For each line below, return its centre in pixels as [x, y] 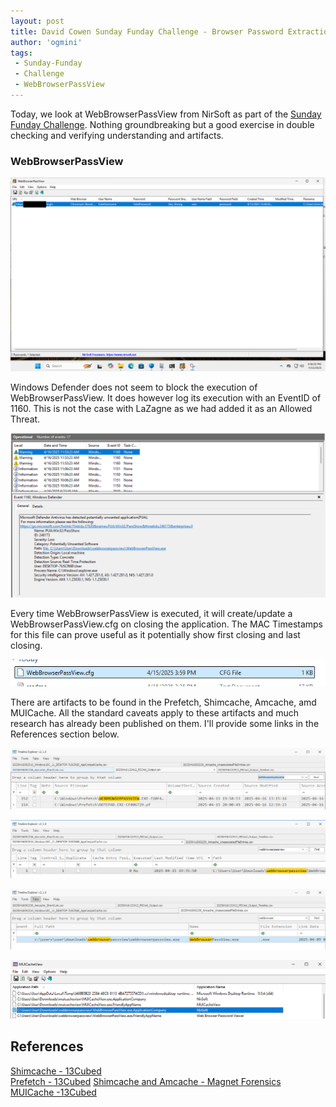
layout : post [37, 21]
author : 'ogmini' [46, 42]
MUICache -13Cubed [53, 1092]
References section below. [65, 734]
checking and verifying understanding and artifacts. [117, 135]
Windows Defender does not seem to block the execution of [134, 387]
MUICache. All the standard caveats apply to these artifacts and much [155, 713]
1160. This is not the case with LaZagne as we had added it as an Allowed [161, 409]
